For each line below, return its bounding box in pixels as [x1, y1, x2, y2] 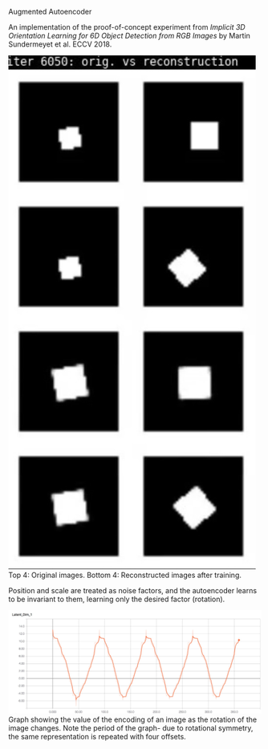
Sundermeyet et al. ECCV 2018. [8, 39, 112, 49]
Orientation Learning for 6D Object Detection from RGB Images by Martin [8, 31, 251, 40]
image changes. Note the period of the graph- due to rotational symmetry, [8, 723, 254, 733]
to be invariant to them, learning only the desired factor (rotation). [8, 594, 225, 604]
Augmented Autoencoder [8, 7, 92, 16]
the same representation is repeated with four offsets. [8, 732, 186, 742]
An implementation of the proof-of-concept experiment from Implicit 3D [8, 22, 246, 31]
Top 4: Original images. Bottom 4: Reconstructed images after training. [8, 570, 242, 580]
